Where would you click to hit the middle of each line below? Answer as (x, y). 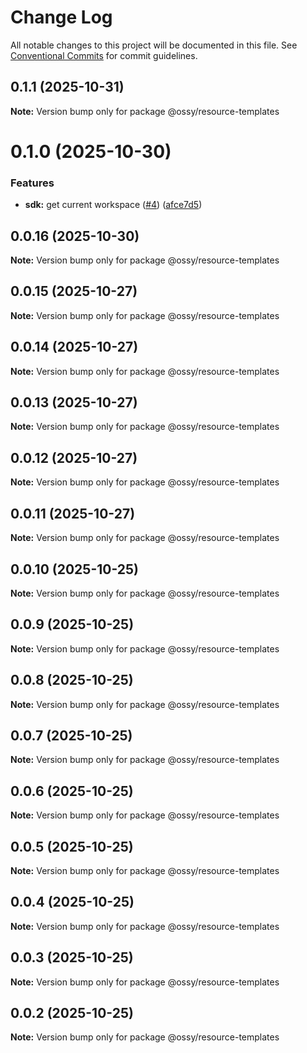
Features (32, 183)
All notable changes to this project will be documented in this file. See (154, 45)
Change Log (61, 17)
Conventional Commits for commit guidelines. (104, 55)
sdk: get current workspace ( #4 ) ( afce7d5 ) (113, 205)
